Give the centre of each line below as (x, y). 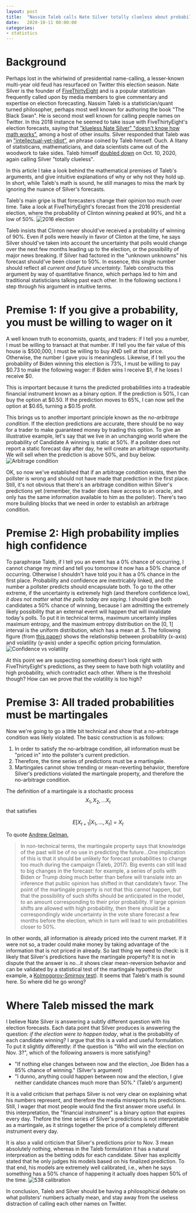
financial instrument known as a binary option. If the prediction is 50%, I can (98, 394)
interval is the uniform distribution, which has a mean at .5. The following (93, 630)
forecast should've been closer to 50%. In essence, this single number (91, 262)
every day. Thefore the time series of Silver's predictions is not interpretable (97, 1119)
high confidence (47, 546)
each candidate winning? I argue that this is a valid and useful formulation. (95, 1040)
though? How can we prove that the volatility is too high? (74, 679)
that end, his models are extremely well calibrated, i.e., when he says (89, 1167)
